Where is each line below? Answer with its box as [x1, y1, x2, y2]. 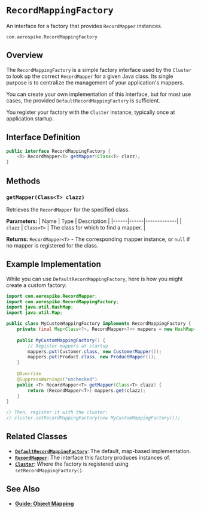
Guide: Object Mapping [14, 500, 74, 507]
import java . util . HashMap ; [6, 304, 74, 310]
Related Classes [6, 431, 68, 442]
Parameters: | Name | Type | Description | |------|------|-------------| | [6, 218, 182, 225]
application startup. [6, 114, 54, 122]
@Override [17, 371, 42, 377]
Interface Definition [6, 132, 81, 143]
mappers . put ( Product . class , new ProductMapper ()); [28, 354, 157, 360]
